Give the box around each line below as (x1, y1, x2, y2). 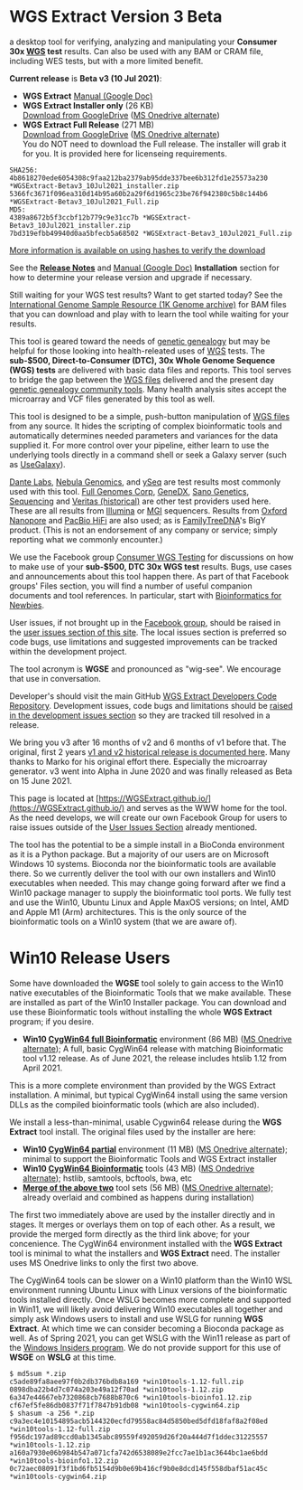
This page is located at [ (9, 793, 99, 804)
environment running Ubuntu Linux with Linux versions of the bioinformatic (9, 1284, 288, 1295)
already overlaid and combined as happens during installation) (22, 1192, 255, 1202)
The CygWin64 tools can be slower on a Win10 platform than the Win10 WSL (9, 1275, 293, 1286)
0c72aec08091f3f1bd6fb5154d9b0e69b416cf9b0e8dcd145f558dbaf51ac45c (9, 1464, 269, 1473)
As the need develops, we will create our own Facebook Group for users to (9, 812, 288, 823)
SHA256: (9, 165, 39, 174)
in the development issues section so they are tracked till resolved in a (9, 710, 271, 721)
